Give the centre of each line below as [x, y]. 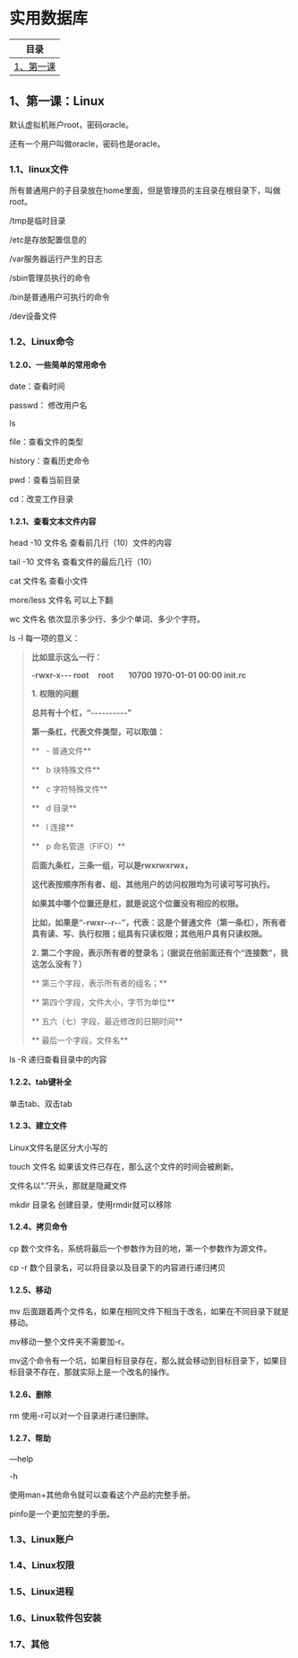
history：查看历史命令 [50, 461]
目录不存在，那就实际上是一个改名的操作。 [95, 1372]
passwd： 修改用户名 [48, 406]
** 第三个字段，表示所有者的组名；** [99, 983]
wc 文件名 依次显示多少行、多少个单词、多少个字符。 [107, 619]
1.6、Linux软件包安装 [55, 1619]
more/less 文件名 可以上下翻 [61, 600]
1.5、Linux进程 [42, 1592]
